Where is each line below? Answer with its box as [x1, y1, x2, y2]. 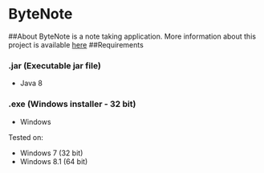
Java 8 [19, 78, 43, 89]
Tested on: [8, 132, 44, 142]
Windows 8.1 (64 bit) [19, 156, 88, 166]
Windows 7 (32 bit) [19, 148, 83, 158]
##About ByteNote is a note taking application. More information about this [8, 31, 257, 41]
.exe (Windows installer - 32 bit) [8, 98, 136, 109]
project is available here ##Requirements [8, 39, 144, 49]
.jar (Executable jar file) [8, 60, 102, 71]
